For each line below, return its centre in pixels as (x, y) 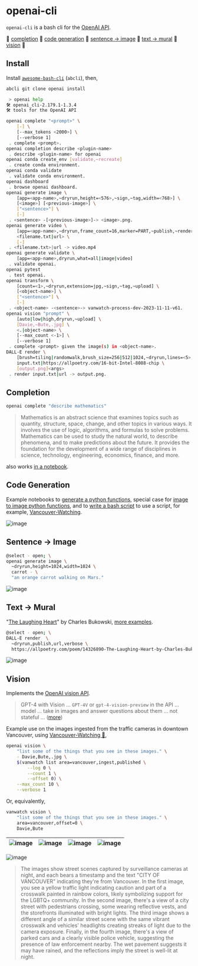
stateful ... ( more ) (42, 718)
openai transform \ (30, 280)
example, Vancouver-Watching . (44, 512)
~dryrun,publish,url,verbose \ (50, 644)
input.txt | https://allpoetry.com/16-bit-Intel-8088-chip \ (91, 363)
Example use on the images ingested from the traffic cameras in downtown (97, 729)
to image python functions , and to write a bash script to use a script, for (93, 505)
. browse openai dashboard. (43, 187)
